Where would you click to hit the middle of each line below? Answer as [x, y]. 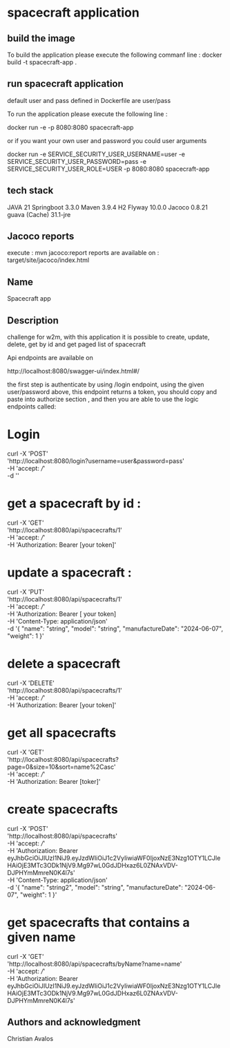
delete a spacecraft [64, 664]
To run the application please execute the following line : [87, 114]
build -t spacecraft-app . [42, 62]
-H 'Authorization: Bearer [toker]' [54, 781]
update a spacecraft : [70, 573]
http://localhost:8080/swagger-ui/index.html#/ [74, 371]
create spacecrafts [63, 809]
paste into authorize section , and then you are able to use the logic [103, 400]
